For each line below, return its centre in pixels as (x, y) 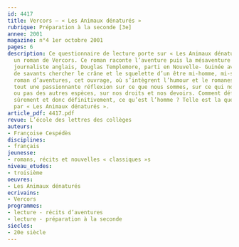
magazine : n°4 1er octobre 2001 (55, 41)
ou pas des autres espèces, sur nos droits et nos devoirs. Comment (117, 93)
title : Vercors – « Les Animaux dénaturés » (74, 21)
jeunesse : (22, 153)
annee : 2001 (25, 34)
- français (23, 147)
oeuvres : (20, 179)
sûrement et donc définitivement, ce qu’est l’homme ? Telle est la (117, 100)
